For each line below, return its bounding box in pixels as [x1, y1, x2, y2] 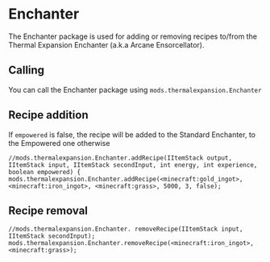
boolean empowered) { [8, 168, 81, 176]
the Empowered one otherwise [8, 138, 110, 148]
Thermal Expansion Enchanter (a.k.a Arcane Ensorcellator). [8, 40, 205, 49]
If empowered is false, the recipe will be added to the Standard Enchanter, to [8, 130, 256, 139]
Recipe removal [8, 203, 89, 218]
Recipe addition [8, 108, 89, 122]
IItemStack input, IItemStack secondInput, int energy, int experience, [8, 160, 258, 169]
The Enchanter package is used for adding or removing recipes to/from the [8, 31, 258, 41]
